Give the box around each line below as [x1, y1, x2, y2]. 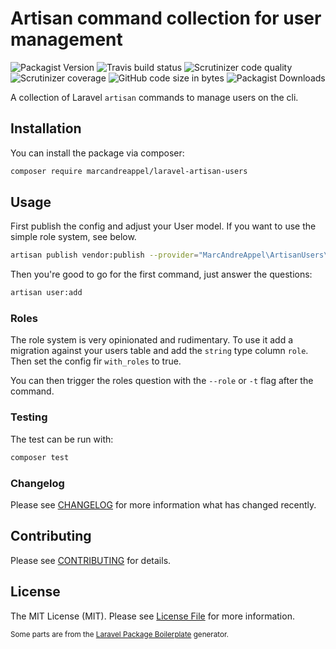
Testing [10, 410, 48, 424]
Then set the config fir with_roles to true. [10, 355, 182, 367]
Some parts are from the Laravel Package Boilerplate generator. [10, 629, 229, 639]
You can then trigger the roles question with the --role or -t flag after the [10, 375, 314, 387]
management [10, 28, 123, 51]
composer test [10, 452, 70, 462]
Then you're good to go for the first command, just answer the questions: [10, 268, 313, 281]
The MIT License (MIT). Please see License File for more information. [10, 610, 295, 622]
